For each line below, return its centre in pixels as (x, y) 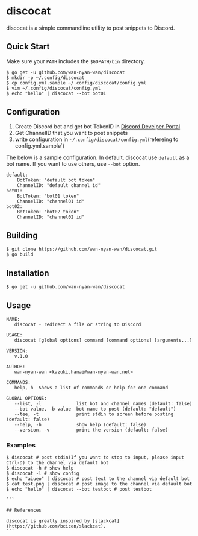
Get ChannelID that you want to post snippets (71, 133)
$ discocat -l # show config (43, 474)
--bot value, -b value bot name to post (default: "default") (95, 409)
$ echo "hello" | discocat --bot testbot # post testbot (79, 490)
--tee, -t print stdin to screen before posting (94, 414)
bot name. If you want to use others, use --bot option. (73, 163)
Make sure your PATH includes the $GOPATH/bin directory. (76, 61)
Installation (28, 273)
